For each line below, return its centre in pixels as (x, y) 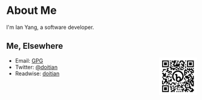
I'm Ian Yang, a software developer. (50, 27)
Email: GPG (29, 60)
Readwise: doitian (37, 73)
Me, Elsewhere (35, 46)
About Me (31, 11)
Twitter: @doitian (36, 67)
